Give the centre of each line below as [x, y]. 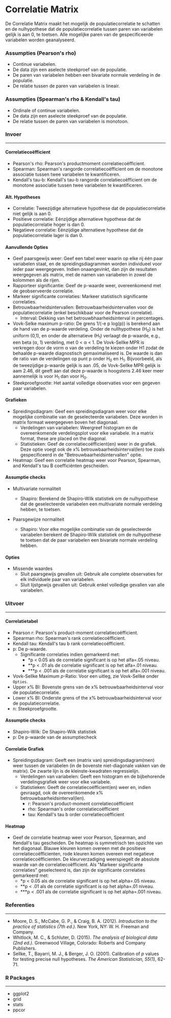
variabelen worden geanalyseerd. [40, 40]
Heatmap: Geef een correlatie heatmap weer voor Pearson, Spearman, [87, 460]
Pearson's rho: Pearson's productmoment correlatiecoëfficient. [79, 164]
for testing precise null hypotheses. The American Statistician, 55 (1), [84, 959]
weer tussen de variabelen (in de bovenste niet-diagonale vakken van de [89, 766]
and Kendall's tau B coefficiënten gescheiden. [61, 466]
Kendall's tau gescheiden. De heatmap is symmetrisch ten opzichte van [88, 843]
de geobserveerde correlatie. [43, 291]
